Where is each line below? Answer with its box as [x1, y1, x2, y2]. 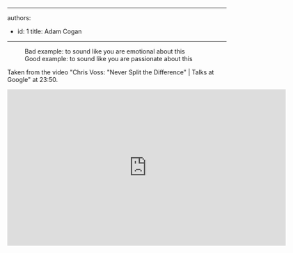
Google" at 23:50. [7, 76, 58, 83]
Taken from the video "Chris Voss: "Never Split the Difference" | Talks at [7, 68, 214, 76]
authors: [7, 14, 31, 22]
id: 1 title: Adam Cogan [17, 27, 82, 35]
